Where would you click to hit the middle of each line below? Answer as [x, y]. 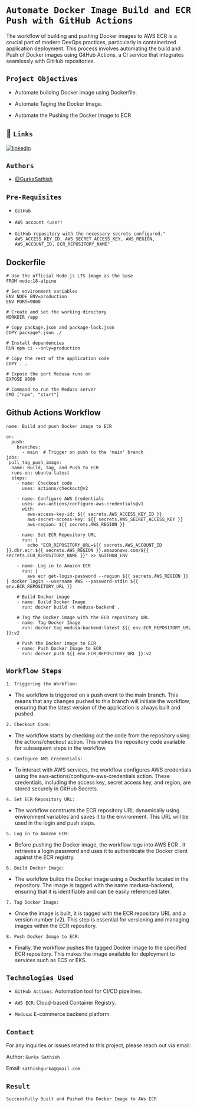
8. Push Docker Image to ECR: [43, 937]
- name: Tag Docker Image [49, 622]
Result [18, 1086]
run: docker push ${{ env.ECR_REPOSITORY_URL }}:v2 [86, 653]
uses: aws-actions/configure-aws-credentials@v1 [83, 504]
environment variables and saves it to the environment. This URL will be [101, 816]
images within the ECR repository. [56, 926]
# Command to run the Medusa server [51, 390]
